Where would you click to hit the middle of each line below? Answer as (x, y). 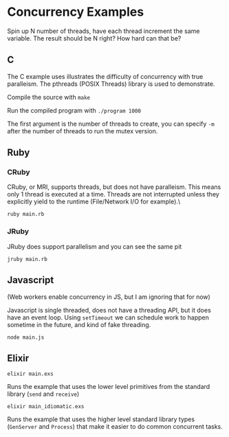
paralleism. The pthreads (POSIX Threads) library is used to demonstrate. (111, 84)
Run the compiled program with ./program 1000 (74, 110)
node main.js (26, 337)
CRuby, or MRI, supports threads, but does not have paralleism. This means (114, 187)
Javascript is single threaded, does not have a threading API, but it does (109, 310)
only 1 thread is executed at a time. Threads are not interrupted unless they (113, 194)
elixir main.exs (30, 374)
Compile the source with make (49, 97)
